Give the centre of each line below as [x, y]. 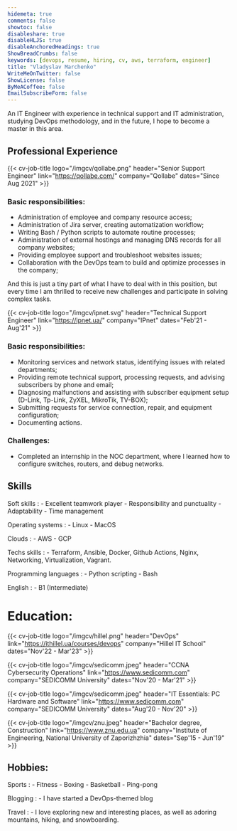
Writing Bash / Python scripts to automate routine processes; [107, 233]
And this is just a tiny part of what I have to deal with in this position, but [112, 284]
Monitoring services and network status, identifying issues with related [121, 362]
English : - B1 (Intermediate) [48, 587]
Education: [40, 616]
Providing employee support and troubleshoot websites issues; [110, 255]
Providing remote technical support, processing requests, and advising [121, 377]
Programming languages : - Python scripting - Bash [83, 573]
